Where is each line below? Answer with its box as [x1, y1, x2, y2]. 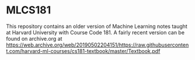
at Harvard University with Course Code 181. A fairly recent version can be [6, 29, 185, 36]
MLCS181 [6, 3, 51, 17]
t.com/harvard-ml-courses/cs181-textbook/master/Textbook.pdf [6, 47, 161, 54]
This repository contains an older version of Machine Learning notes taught [6, 23, 188, 30]
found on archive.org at [6, 35, 62, 42]
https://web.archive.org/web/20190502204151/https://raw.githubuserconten [6, 41, 189, 48]
